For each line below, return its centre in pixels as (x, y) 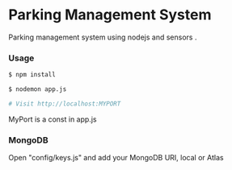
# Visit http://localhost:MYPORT (65, 104)
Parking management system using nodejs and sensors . (103, 37)
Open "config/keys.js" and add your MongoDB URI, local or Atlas (116, 158)
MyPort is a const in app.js (53, 119)
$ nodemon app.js (38, 89)
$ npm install (32, 75)
